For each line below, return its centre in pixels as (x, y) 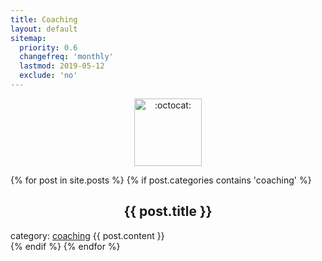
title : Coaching (44, 19)
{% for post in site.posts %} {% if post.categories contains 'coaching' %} (161, 180)
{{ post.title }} (168, 211)
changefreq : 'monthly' (66, 57)
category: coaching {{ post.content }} (87, 235)
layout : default (44, 29)
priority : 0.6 (48, 47)
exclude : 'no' (48, 76)
